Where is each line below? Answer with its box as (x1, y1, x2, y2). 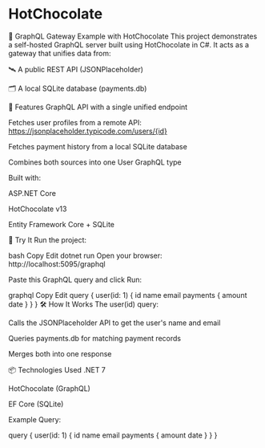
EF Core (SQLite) (8, 399, 64, 409)
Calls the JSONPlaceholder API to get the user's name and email (8, 318, 221, 328)
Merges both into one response (8, 348, 112, 358)
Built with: (8, 173, 42, 182)
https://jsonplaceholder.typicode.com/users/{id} (8, 126, 168, 136)
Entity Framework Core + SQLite (8, 219, 114, 229)
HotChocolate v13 (8, 204, 67, 214)
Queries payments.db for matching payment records (8, 333, 182, 343)
